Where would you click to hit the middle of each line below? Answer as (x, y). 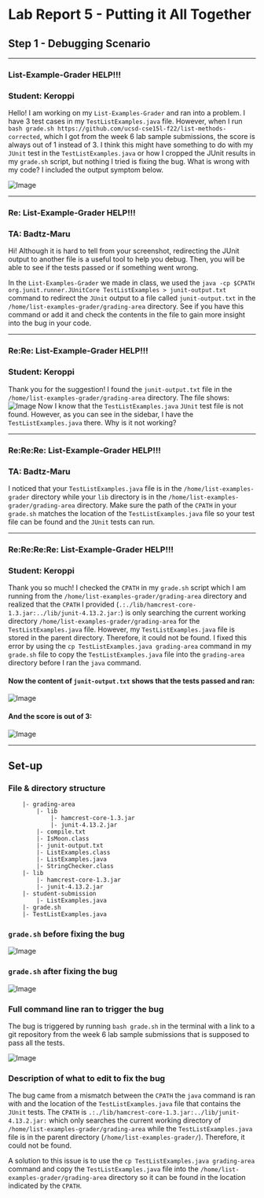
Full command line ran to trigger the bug (86, 1009)
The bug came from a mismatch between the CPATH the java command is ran (132, 1095)
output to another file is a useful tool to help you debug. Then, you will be (126, 259)
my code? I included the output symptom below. (86, 170)
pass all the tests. (37, 1043)
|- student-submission (59, 894)
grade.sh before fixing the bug (67, 934)
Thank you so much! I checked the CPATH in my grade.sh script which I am (127, 588)
